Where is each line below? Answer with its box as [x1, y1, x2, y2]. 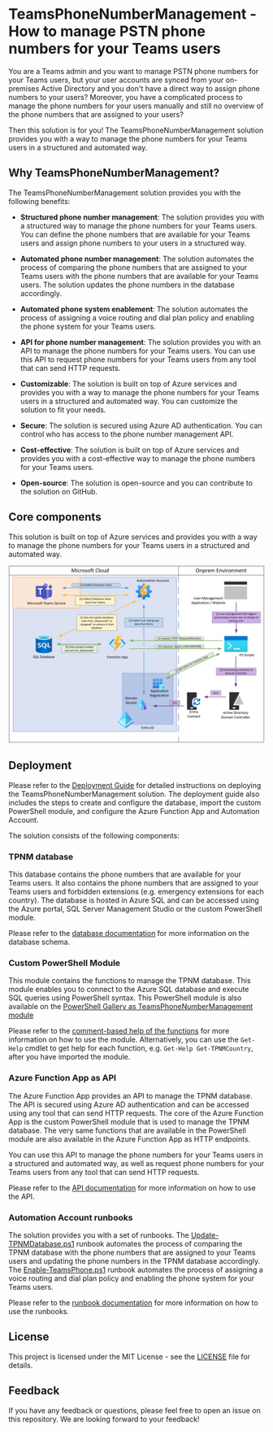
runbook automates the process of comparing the [76, 1239, 243, 1249]
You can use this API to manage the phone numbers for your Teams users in [8, 1150, 263, 1160]
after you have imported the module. [8, 1052, 131, 1062]
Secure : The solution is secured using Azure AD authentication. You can [19, 420, 262, 430]
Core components [8, 510, 102, 524]
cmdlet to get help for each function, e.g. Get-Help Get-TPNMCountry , [24, 1043, 253, 1053]
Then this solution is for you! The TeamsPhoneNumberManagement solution [8, 125, 264, 135]
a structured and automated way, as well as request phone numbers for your [8, 1158, 265, 1168]
